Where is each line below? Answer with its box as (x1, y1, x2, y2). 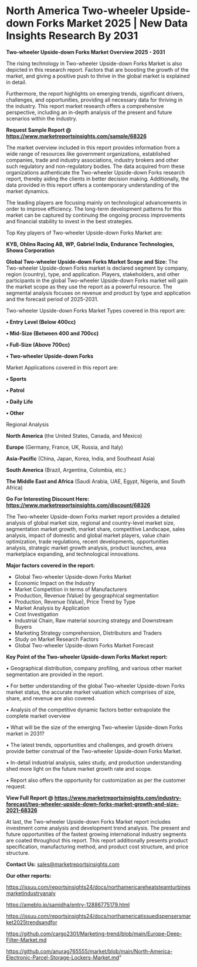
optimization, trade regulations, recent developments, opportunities (6, 538, 169, 545)
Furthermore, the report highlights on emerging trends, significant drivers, (6, 90, 185, 97)
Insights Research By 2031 (6, 29, 138, 42)
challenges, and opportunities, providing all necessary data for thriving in (6, 96, 183, 103)
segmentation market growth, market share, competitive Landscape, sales (6, 525, 185, 532)
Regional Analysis (6, 421, 49, 428)
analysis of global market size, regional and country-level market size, (6, 519, 175, 526)
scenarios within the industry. (6, 115, 77, 122)
